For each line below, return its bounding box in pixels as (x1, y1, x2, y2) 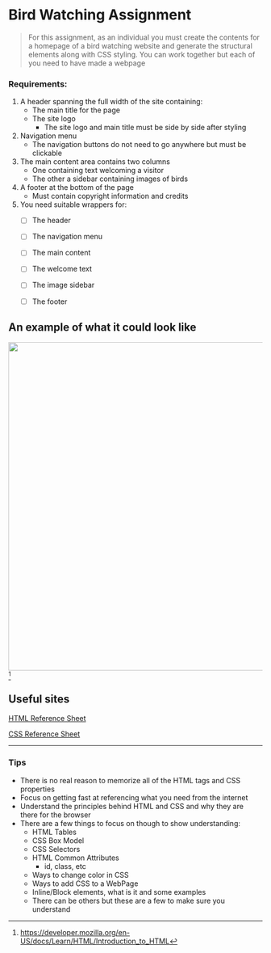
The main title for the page (31, 105, 121, 115)
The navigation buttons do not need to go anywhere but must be (31, 140, 247, 150)
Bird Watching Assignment (8, 6, 192, 24)
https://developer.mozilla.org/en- (19, 927, 131, 937)
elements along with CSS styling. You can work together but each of (27, 49, 256, 59)
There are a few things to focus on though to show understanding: (19, 818, 240, 828)
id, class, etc (44, 861, 86, 871)
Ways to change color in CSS (31, 870, 129, 879)
